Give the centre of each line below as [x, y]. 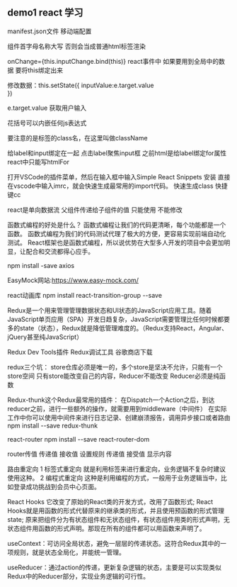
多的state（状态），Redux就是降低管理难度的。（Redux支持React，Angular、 [118, 328]
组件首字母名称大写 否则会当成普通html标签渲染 [77, 46]
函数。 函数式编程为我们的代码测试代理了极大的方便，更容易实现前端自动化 [117, 233]
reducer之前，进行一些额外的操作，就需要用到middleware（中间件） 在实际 [117, 408]
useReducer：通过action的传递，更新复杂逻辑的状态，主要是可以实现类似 [114, 567]
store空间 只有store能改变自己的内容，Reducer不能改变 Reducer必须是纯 [114, 376]
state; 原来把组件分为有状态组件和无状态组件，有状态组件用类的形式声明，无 [118, 519]
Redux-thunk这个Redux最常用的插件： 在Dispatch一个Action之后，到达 [111, 400]
